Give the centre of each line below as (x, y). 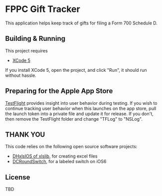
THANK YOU (25, 134)
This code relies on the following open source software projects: (71, 147)
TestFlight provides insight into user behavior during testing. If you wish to (81, 103)
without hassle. (21, 75)
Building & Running (35, 39)
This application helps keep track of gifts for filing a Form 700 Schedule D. (81, 23)
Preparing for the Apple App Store (59, 91)
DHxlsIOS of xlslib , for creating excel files (55, 156)
